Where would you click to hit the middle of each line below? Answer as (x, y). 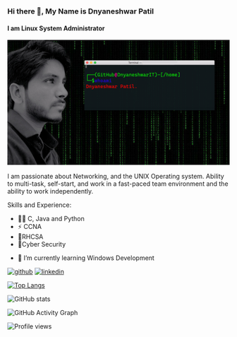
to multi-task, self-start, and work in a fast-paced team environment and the (118, 184)
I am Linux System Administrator (56, 28)
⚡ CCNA (30, 227)
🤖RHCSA (30, 237)
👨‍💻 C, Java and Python (51, 219)
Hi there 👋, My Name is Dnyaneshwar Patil (80, 11)
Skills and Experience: (39, 205)
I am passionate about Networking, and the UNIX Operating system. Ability (116, 177)
